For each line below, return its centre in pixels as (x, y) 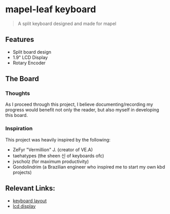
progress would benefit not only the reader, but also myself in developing (82, 110)
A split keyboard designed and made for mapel (67, 23)
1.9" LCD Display (30, 57)
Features (20, 40)
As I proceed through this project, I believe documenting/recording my (79, 104)
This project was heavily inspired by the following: (58, 139)
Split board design (32, 52)
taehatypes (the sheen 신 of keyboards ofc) (58, 156)
